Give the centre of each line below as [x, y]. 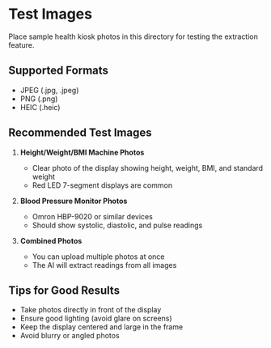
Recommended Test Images [80, 133]
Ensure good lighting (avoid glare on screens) [96, 318]
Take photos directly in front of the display [91, 310]
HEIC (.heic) [40, 107]
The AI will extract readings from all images [104, 265]
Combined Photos [51, 240]
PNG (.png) [39, 99]
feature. [21, 45]
